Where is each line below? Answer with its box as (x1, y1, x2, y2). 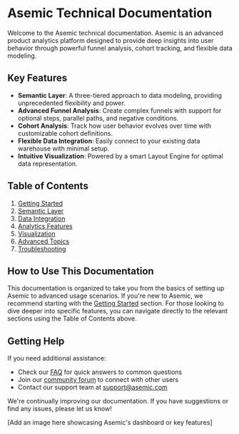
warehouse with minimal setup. (17, 144, 110, 153)
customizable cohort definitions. (17, 128, 113, 137)
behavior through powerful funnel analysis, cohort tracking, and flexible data (7, 44, 233, 52)
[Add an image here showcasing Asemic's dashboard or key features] (7, 418, 213, 427)
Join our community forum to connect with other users (17, 375, 179, 384)
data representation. (17, 159, 78, 168)
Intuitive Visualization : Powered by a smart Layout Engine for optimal (17, 151, 223, 160)
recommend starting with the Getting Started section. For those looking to (7, 299, 224, 308)
